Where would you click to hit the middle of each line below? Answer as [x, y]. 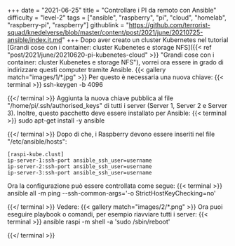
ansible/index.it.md [35, 40]
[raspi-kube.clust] [36, 154]
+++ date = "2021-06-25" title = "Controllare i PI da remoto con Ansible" [112, 10]
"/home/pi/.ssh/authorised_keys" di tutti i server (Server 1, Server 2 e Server [117, 105]
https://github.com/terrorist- [169, 25]
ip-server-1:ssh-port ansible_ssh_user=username [80, 160]
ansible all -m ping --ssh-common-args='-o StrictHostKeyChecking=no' [112, 193]
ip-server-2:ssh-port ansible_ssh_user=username [80, 167]
